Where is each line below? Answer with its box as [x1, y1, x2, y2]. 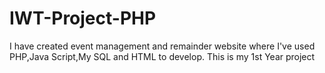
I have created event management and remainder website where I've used [9, 40, 316, 52]
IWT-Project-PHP [9, 7, 157, 30]
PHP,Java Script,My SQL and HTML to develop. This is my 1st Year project [9, 50, 316, 62]
